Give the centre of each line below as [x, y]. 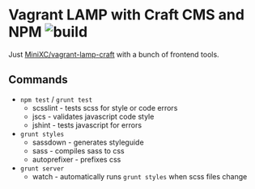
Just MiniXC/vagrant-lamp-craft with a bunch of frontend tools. [114, 54]
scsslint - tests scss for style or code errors [105, 107]
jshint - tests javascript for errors [87, 125]
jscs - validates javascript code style [93, 116]
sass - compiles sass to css [78, 150]
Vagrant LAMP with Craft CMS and [127, 15]
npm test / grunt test [56, 99]
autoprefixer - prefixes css [76, 159]
